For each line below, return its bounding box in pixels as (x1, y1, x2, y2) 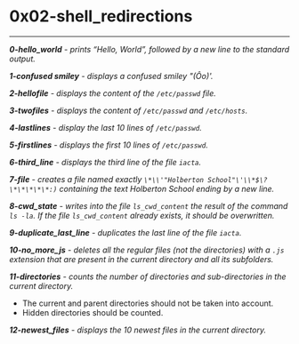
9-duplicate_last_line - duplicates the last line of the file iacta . (9, 227, 242, 237)
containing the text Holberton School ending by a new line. (59, 183, 275, 194)
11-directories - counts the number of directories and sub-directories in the (9, 271, 287, 282)
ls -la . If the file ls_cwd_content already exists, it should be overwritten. (9, 210, 275, 220)
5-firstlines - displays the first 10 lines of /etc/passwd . (9, 140, 209, 150)
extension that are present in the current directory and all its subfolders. (9, 253, 274, 264)
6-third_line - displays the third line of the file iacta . (9, 156, 202, 167)
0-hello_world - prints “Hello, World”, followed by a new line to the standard (9, 44, 290, 54)
